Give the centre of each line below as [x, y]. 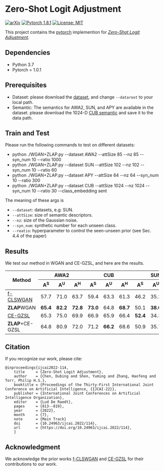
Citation [18, 347]
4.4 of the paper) [29, 236]
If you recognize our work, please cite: [44, 359]
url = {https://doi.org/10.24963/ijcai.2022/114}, [73, 428]
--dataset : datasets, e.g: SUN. [43, 210]
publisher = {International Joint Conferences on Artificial [77, 394]
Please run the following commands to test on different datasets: [70, 145]
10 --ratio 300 [26, 180]
